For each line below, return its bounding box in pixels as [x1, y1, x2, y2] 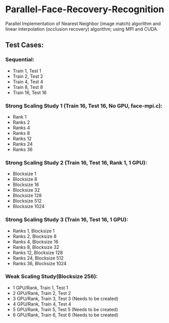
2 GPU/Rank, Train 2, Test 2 [12, 290, 71, 296]
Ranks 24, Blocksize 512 [12, 255, 64, 261]
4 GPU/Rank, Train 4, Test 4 [12, 301, 71, 307]
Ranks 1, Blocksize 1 [12, 227, 55, 234]
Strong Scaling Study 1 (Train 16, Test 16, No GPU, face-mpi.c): [5, 102, 163, 109]
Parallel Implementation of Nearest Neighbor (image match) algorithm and [5, 20, 161, 27]
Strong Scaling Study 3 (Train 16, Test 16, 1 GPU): [5, 216, 129, 223]
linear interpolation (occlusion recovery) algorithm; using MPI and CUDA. [5, 26, 158, 32]
